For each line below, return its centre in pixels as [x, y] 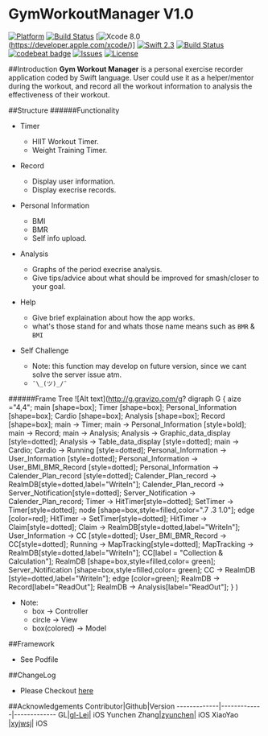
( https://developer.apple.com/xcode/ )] [72, 44]
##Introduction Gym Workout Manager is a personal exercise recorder [126, 68]
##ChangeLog [32, 675]
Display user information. [74, 181]
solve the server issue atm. [77, 374]
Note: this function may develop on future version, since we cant [139, 366]
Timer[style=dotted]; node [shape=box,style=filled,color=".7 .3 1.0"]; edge [132, 510]
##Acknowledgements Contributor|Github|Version [92, 706]
